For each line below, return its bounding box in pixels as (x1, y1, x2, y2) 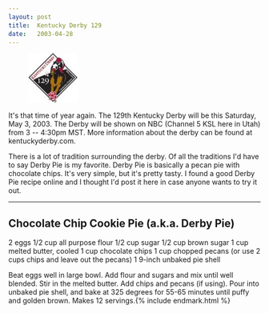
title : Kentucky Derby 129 (8, 21, 102, 30)
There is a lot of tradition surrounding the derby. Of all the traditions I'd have (8, 152, 259, 162)
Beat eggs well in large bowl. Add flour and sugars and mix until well (8, 271, 234, 280)
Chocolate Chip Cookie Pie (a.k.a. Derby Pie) (8, 216, 235, 230)
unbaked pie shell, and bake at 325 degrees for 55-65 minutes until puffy (8, 287, 250, 297)
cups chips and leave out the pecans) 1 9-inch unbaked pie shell (8, 255, 221, 264)
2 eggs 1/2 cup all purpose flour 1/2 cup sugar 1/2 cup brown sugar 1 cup (8, 238, 249, 247)
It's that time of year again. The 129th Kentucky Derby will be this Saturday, (8, 110, 256, 120)
